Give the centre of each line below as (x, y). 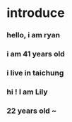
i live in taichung (35, 73)
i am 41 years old (36, 54)
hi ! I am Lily (27, 92)
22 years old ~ (32, 111)
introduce (36, 13)
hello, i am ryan (34, 35)
